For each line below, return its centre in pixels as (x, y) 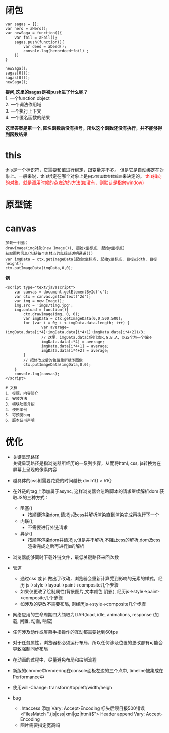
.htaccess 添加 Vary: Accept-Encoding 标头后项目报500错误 (82, 708)
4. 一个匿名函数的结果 (28, 117)
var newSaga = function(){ (34, 33)
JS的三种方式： (33, 497)
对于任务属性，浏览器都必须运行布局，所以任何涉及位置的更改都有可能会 (88, 642)
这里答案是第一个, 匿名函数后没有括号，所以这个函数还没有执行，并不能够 (81, 128)
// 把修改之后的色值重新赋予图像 (53, 360)
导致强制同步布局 (30, 649)
